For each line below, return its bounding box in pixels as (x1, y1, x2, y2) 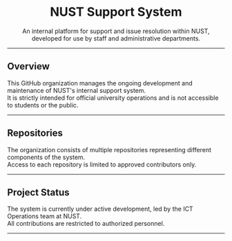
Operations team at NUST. (7, 212, 82, 220)
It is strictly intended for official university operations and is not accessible (7, 94, 219, 102)
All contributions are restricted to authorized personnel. (7, 220, 165, 228)
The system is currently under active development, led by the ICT (7, 205, 193, 213)
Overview (7, 61, 50, 72)
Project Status (7, 187, 70, 198)
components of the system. (7, 153, 86, 161)
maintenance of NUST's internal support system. (7, 86, 146, 94)
